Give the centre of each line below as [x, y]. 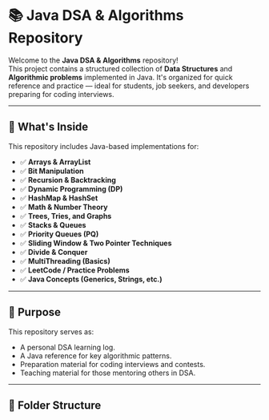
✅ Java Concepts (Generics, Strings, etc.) [91, 279]
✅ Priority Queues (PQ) [59, 234]
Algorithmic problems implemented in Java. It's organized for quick [121, 77]
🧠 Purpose [35, 312]
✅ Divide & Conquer [54, 252]
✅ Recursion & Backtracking [68, 180]
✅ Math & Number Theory [64, 207]
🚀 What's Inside [48, 127]
